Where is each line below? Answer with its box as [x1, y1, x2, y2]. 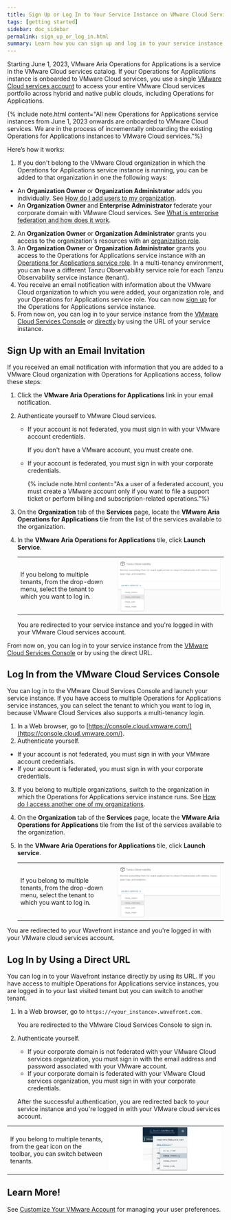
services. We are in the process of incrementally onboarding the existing [7, 125, 213, 133]
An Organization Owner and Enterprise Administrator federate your [16, 201, 212, 210]
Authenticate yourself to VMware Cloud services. [16, 411, 157, 420]
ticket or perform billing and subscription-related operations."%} [27, 494, 210, 503]
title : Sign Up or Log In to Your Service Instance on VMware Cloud [7, 11, 208, 18]
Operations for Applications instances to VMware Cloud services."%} [7, 132, 203, 141]
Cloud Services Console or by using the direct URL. [7, 648, 153, 657]
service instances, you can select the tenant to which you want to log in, [7, 701, 212, 710]
